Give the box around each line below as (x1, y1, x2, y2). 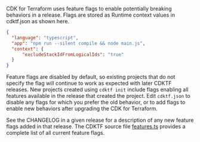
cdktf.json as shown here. (6, 18, 70, 24)
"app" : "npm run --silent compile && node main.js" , (11, 40, 146, 47)
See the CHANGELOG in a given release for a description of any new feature (6, 116, 194, 124)
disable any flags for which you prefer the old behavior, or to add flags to (6, 98, 186, 106)
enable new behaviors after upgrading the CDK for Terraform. (6, 105, 158, 112)
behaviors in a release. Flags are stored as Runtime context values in (6, 11, 175, 18)
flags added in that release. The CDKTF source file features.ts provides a (6, 123, 186, 130)
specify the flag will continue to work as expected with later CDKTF (6, 80, 172, 87)
